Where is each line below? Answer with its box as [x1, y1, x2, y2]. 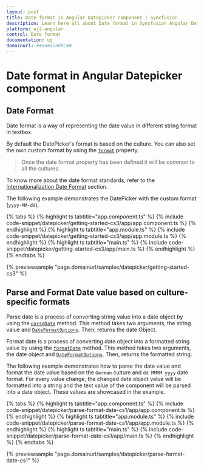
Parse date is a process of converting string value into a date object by [6, 313, 183, 320]
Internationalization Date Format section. [6, 183, 108, 190]
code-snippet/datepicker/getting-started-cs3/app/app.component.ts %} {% [6, 219, 196, 226]
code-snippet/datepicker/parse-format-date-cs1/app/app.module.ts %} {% [6, 419, 194, 427]
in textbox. [6, 128, 33, 135]
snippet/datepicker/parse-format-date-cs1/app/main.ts [6, 432, 144, 439]
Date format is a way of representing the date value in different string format [6, 122, 197, 129]
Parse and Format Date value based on [6, 288, 155, 298]
